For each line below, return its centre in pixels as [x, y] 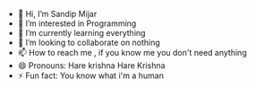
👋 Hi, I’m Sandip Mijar [57, 14]
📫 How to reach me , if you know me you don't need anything [132, 53]
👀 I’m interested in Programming [77, 23]
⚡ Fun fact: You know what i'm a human [90, 75]
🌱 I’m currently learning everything [81, 33]
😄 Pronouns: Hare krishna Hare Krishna [91, 66]
